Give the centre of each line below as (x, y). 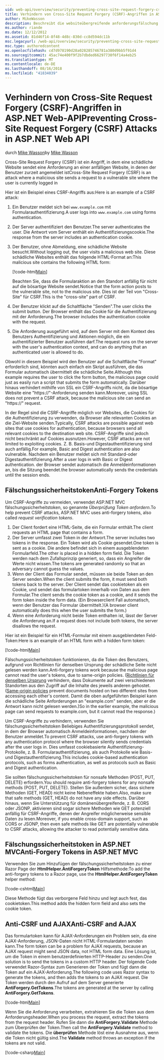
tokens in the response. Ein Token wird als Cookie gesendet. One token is (85, 543)
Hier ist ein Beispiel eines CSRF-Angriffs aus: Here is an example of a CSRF (80, 192)
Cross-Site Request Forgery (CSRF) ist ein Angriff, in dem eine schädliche (79, 162)
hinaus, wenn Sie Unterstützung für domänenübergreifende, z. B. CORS (77, 803)
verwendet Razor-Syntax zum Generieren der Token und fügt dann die (76, 967)
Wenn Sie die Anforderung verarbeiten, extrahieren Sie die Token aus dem (80, 1012)
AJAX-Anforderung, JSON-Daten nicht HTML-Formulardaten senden (74, 941)
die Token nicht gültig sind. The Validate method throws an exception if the (80, 1038)
